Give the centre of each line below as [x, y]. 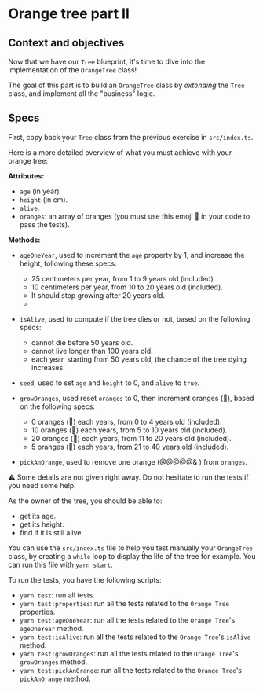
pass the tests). [45, 224]
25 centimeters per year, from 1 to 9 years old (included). [123, 278]
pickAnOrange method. [55, 678]
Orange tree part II [69, 14]
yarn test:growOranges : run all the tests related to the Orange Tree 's [129, 653]
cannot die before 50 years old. [82, 342]
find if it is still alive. [51, 532]
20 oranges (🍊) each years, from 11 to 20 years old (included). [131, 438]
